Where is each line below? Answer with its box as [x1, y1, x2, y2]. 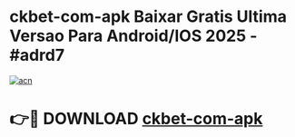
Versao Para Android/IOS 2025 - [9, 25, 258, 46]
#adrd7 [9, 45, 65, 65]
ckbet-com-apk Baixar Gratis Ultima [9, 6, 288, 27]
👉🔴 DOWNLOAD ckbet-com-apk [9, 109, 263, 129]
